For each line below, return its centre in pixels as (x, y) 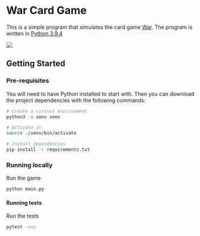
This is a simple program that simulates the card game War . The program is (99, 27)
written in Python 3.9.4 (35, 33)
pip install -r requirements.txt (48, 150)
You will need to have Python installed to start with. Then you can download (100, 94)
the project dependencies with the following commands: (76, 100)
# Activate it (24, 128)
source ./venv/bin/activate (42, 133)
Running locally (30, 165)
